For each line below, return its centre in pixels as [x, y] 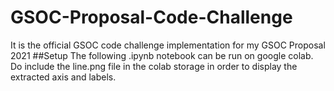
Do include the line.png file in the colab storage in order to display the [154, 66]
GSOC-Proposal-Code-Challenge [151, 17]
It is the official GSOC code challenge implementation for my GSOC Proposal [168, 45]
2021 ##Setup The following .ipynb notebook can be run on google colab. [162, 55]
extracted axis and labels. [63, 77]
